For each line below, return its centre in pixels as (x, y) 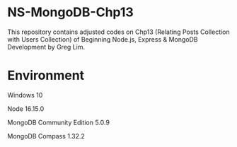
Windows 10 (25, 95)
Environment (46, 76)
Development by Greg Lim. (46, 47)
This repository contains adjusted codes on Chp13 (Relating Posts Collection (118, 32)
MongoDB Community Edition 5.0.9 (58, 122)
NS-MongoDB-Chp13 (71, 12)
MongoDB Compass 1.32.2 (46, 136)
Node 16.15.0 (26, 108)
